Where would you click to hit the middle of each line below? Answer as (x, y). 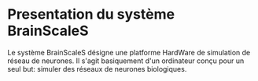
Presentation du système (91, 14)
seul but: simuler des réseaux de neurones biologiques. (97, 69)
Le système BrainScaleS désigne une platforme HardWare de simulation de (129, 52)
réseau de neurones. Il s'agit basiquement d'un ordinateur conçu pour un (126, 61)
